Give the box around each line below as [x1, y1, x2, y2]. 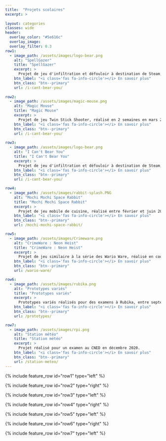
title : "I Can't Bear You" [14, 154, 70, 159]
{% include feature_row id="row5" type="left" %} [5, 411, 106, 417]
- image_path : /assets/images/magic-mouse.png [9, 99, 107, 104]
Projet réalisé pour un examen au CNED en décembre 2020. [18, 346, 140, 351]
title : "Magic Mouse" [14, 108, 58, 113]
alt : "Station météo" [14, 331, 58, 337]
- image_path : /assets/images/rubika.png [9, 282, 96, 287]
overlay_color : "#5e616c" [9, 35, 63, 40]
